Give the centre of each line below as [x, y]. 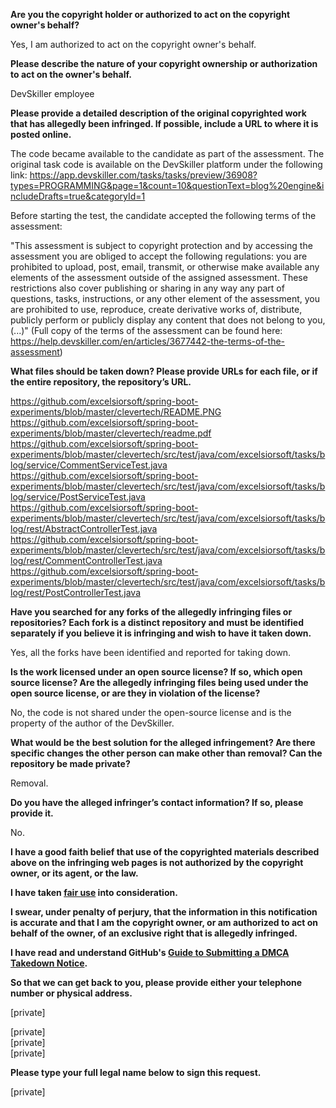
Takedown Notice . [49, 963]
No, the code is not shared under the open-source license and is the [151, 712]
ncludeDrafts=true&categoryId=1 [78, 196]
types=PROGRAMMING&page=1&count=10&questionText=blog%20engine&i [167, 185]
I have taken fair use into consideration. [94, 892]
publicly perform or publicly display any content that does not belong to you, [168, 320]
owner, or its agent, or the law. [74, 873]
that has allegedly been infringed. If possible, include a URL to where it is [164, 123]
